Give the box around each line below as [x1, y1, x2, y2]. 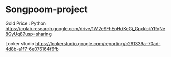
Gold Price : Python [5, 20, 46, 26]
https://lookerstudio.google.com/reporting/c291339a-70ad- [35, 40, 161, 46]
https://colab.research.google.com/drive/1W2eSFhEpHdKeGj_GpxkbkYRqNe [5, 25, 166, 31]
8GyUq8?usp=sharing [5, 31, 52, 37]
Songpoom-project [5, 4, 88, 15]
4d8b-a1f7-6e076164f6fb [5, 46, 59, 52]
